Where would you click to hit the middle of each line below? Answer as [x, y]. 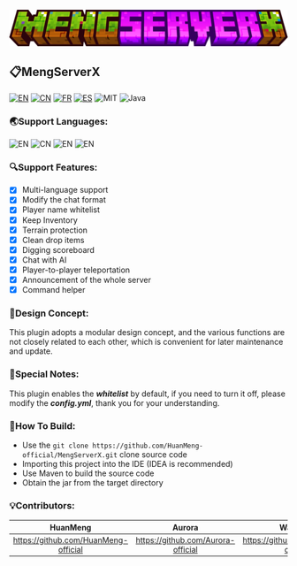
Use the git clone [55, 445]
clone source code [153, 454]
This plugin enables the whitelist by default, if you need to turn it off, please [147, 394]
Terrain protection [55, 230]
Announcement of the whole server [87, 279]
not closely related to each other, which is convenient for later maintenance [146, 342]
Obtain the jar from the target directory [92, 482]
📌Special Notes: [44, 374]
